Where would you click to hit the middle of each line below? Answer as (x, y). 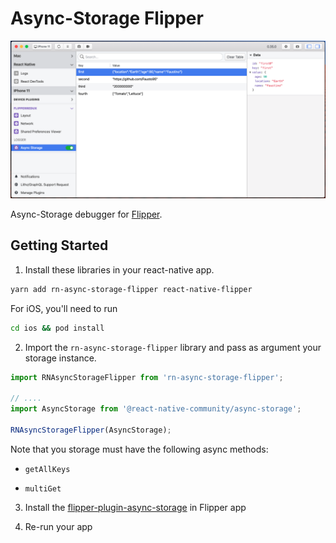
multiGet (43, 488)
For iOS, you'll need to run (64, 308)
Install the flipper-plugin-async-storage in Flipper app (135, 507)
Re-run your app (58, 526)
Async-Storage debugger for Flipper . (86, 214)
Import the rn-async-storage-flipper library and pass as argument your (173, 347)
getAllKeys (47, 469)
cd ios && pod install (57, 328)
